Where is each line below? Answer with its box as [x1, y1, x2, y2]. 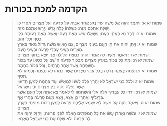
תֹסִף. [17, 73, 28, 79]
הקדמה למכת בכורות [5, 3, 88, 15]
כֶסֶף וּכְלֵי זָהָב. [17, 36, 43, 42]
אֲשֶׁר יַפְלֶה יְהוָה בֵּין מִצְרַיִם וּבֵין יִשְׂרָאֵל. [17, 83, 86, 89]
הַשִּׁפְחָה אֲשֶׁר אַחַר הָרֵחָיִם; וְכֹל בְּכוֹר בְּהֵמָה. [17, 62, 96, 68]
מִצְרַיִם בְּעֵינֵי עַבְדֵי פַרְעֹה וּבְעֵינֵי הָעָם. [17, 46, 84, 52]
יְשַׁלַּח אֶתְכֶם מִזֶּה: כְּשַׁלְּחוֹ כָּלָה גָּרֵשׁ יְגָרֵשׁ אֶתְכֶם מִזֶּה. [17, 25, 111, 31]
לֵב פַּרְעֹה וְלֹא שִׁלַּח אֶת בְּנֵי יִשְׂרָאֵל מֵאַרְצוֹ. [17, 115, 92, 121]
